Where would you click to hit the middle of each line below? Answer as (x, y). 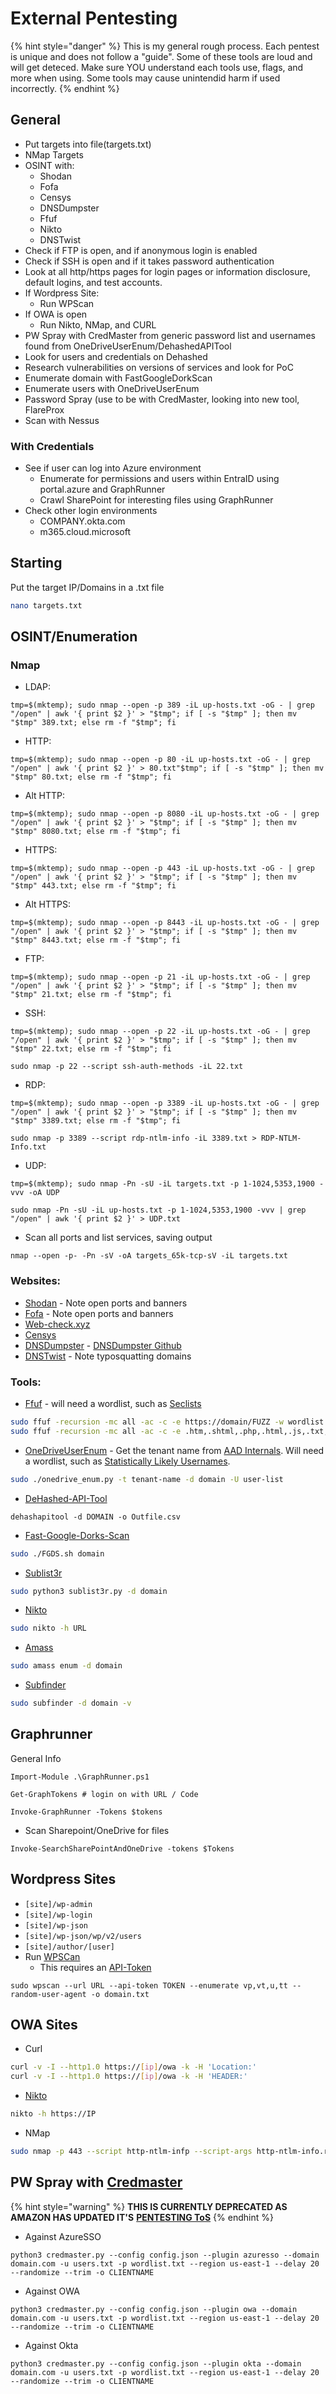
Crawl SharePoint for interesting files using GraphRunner (156, 500)
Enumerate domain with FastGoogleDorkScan (118, 378)
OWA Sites (44, 2025)
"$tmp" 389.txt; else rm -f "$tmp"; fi (93, 723)
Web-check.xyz (57, 1324)
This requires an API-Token (95, 1967)
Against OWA (52, 2291)
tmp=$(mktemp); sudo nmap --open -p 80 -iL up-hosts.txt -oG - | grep (160, 760)
